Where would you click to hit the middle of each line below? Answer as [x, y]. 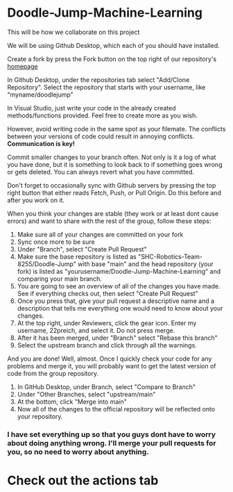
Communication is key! [41, 143]
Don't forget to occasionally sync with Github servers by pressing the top [112, 185]
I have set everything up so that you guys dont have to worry [112, 434]
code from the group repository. [53, 373]
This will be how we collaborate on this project [74, 32]
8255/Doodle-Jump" [46, 264]
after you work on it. [36, 200]
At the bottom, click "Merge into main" [72, 402]
